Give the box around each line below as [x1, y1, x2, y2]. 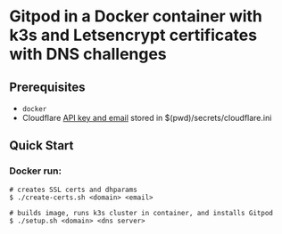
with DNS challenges [9, 44, 167, 64]
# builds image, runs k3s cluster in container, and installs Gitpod [9, 208, 274, 217]
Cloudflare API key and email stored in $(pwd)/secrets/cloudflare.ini [21, 113, 272, 123]
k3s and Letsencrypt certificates [9, 25, 257, 45]
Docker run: [9, 165, 62, 177]
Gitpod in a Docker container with [9, 6, 263, 27]
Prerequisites [9, 79, 86, 94]
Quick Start [9, 138, 74, 153]
